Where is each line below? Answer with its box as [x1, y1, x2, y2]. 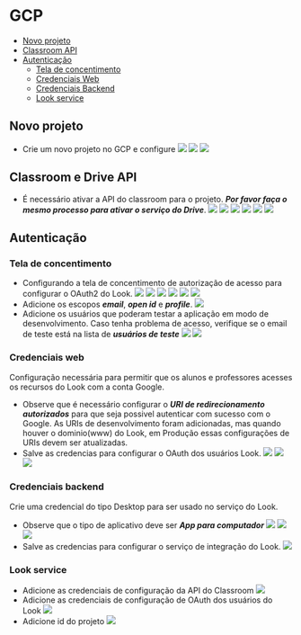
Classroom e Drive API [9, 170, 137, 185]
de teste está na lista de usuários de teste [22, 329, 180, 340]
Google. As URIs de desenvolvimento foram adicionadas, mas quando [22, 417, 281, 428]
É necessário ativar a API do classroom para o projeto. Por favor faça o [22, 193, 288, 204]
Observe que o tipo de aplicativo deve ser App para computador [22, 519, 265, 531]
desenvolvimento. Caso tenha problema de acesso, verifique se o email [22, 318, 288, 329]
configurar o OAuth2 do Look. [22, 289, 133, 300]
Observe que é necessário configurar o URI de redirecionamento [22, 398, 265, 409]
